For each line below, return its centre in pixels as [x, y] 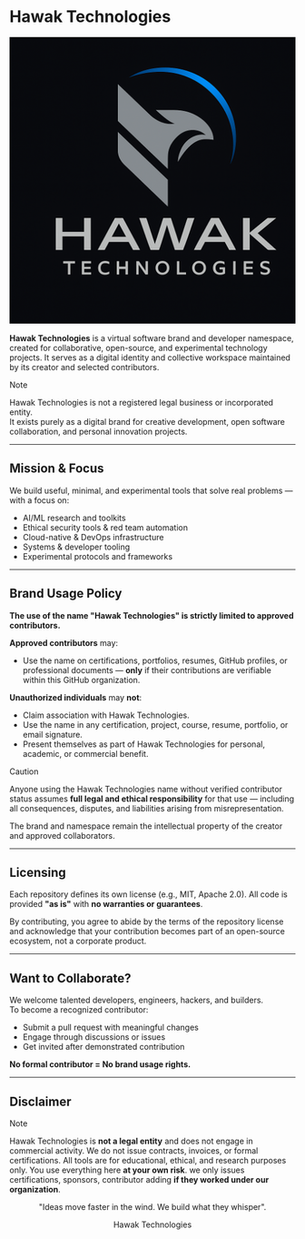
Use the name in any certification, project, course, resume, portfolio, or [155, 724]
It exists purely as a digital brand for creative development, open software [148, 421]
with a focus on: [39, 500]
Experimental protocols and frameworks [98, 556]
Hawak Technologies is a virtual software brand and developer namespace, [152, 337]
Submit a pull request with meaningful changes [111, 1027]
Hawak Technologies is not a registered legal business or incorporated [142, 402]
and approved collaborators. [62, 835]
